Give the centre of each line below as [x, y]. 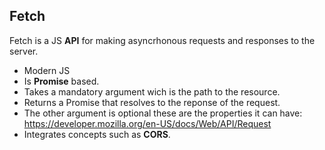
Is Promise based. [61, 81]
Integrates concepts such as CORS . [97, 134]
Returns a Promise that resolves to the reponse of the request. [152, 102]
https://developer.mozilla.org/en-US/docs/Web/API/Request [147, 123]
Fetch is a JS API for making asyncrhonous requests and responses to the [162, 40]
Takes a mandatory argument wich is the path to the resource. [152, 91]
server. [24, 51]
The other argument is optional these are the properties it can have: [163, 113]
